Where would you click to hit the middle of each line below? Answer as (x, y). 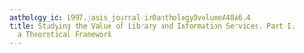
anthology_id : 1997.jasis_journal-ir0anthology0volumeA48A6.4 (130, 18)
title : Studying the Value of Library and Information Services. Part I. (153, 26)
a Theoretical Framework (65, 34)
